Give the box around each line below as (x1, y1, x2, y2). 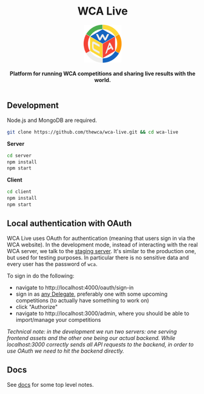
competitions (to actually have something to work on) (15, 296, 149, 304)
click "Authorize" (15, 303, 58, 310)
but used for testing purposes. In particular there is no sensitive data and (7, 254, 189, 261)
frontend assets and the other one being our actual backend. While (7, 334, 175, 341)
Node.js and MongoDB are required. (7, 117, 97, 124)
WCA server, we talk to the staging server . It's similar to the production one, (7, 247, 196, 254)
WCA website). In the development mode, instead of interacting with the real (7, 241, 198, 248)
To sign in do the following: (7, 272, 75, 279)
